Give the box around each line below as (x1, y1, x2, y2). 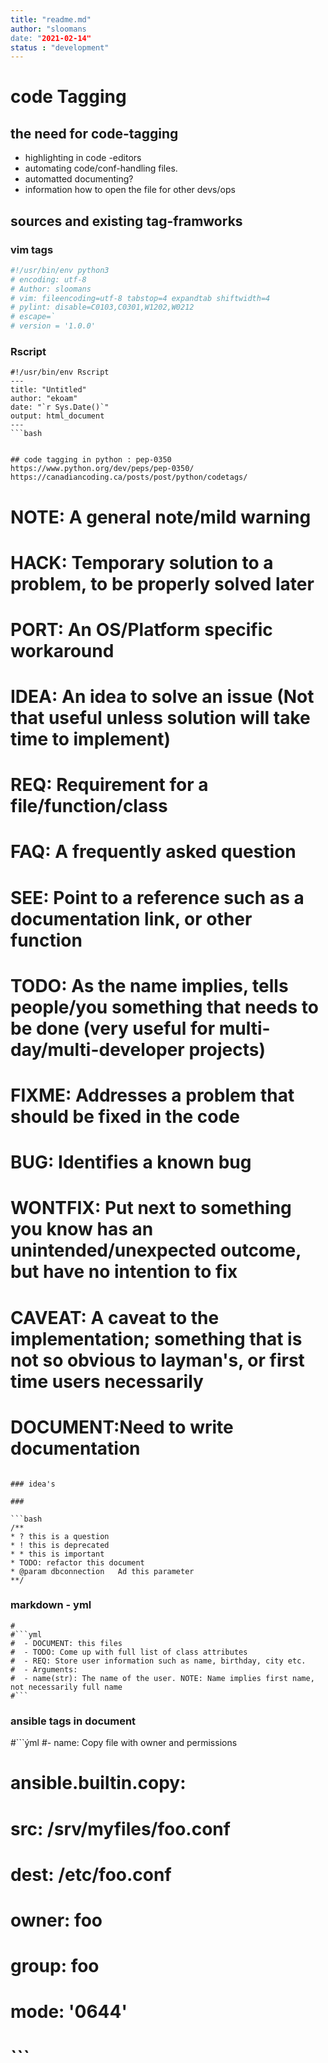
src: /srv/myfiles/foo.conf (10, 1817, 231, 1840)
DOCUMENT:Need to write (10, 1416, 234, 1438)
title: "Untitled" (10, 385, 87, 395)
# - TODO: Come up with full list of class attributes (10, 1647, 248, 1657)
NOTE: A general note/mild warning (10, 506, 312, 528)
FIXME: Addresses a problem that (10, 1084, 295, 1107)
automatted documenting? (24, 173, 134, 185)
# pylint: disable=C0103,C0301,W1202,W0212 (10, 302, 195, 313)
